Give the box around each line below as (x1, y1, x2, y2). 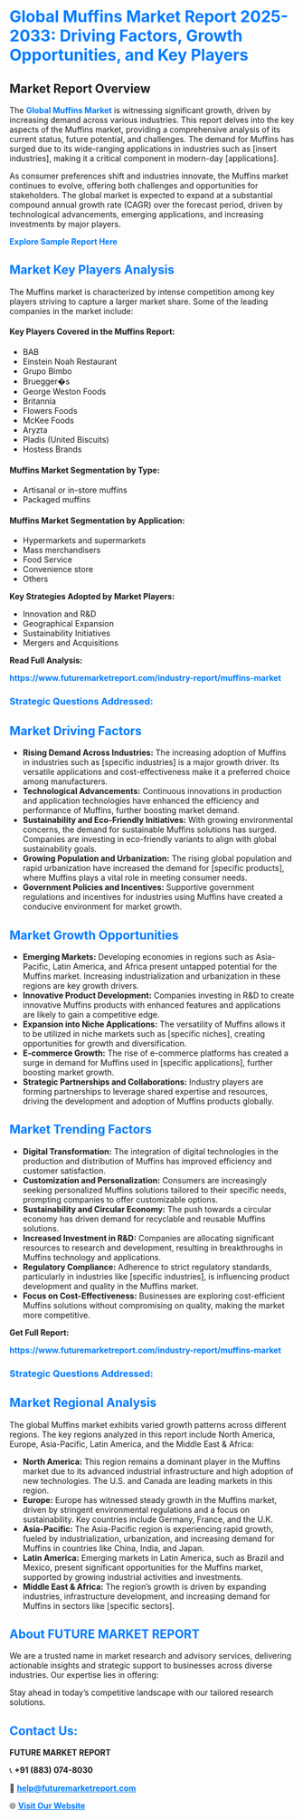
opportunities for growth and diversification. (22, 1038, 187, 1048)
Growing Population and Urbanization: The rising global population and (22, 853, 292, 864)
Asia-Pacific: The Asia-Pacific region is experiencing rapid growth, (22, 1523, 274, 1534)
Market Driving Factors (9, 723, 142, 739)
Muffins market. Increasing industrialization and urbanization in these (22, 971, 281, 981)
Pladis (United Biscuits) (22, 435, 110, 445)
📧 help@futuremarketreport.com (9, 1783, 137, 1794)
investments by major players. (9, 219, 121, 229)
